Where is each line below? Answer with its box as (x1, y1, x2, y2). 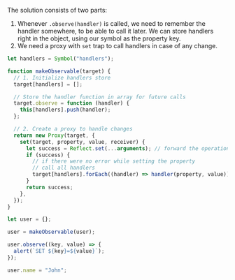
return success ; (25, 184, 73, 191)
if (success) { (25, 152, 71, 159)
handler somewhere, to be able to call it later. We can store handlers (17, 27, 214, 35)
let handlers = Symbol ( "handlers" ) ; (7, 55, 114, 62)
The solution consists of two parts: (7, 6, 107, 14)
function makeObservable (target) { (7, 68, 111, 75)
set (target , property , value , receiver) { (20, 138, 145, 145)
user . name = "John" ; (7, 267, 68, 274)
